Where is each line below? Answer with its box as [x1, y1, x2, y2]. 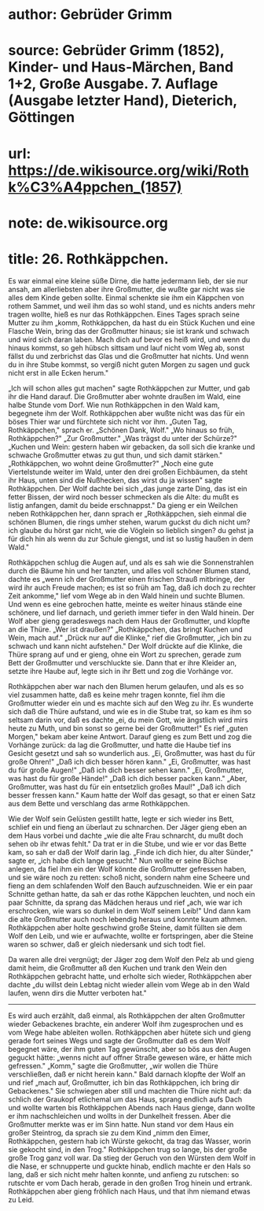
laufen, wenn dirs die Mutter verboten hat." [8, 988, 147, 998]
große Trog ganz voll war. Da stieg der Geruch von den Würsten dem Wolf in [8, 1153, 256, 1162]
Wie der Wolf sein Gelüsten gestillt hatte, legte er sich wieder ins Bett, [8, 813, 234, 824]
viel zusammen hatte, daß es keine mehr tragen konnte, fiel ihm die [8, 690, 225, 699]
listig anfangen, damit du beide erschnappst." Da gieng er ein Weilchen [8, 500, 238, 509]
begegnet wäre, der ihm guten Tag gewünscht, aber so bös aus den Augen [8, 1044, 251, 1054]
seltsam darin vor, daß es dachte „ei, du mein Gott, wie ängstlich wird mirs [8, 715, 249, 724]
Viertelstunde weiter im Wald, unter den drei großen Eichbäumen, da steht [8, 467, 248, 476]
